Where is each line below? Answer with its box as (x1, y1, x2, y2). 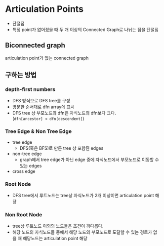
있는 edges (19, 163, 42, 168)
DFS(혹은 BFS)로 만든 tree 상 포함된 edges (19, 145, 104, 151)
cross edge (12, 168, 36, 174)
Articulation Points (5, 3, 84, 15)
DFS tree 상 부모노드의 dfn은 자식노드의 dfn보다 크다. (12, 110, 116, 116)
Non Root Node (5, 211, 42, 218)
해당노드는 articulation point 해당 (23, 236, 88, 242)
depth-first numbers (5, 86, 56, 93)
